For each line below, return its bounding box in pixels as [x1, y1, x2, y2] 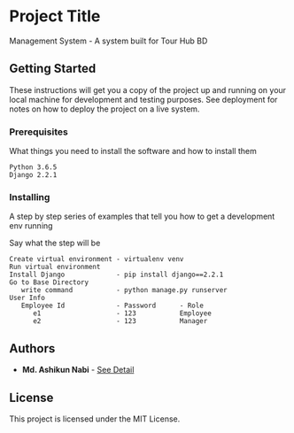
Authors [9, 341, 56, 356]
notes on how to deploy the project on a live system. [9, 104, 200, 114]
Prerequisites [9, 126, 68, 138]
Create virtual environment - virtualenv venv [9, 255, 184, 264]
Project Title [9, 6, 101, 27]
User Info [9, 294, 46, 303]
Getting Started [9, 61, 97, 76]
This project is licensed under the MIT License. [9, 414, 181, 424]
